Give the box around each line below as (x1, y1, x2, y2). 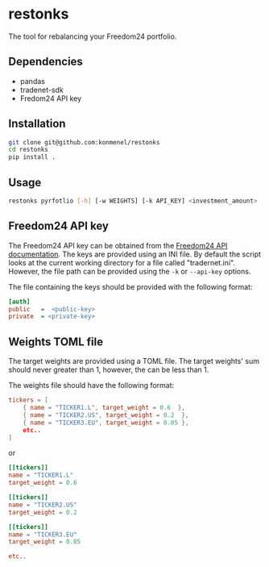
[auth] (8, 298, 31, 306)
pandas (19, 76, 46, 85)
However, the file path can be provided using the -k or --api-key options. (8, 266, 251, 276)
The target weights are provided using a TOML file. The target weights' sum (8, 356, 260, 366)
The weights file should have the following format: (8, 381, 175, 390)
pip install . (8, 153, 56, 161)
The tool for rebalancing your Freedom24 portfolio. (8, 31, 177, 41)
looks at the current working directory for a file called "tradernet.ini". (8, 257, 236, 267)
